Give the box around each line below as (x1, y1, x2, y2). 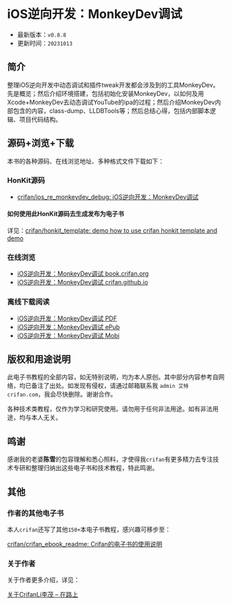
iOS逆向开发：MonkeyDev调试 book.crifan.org (17, 269, 150, 278)
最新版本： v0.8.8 (17, 30, 67, 39)
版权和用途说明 (7, 353, 71, 365)
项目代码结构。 (19, 115, 62, 123)
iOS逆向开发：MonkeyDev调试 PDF (17, 314, 117, 322)
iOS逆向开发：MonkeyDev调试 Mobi (17, 331, 120, 340)
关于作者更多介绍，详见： (7, 576, 80, 584)
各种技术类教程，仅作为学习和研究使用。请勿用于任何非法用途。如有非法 (7, 404, 212, 413)
